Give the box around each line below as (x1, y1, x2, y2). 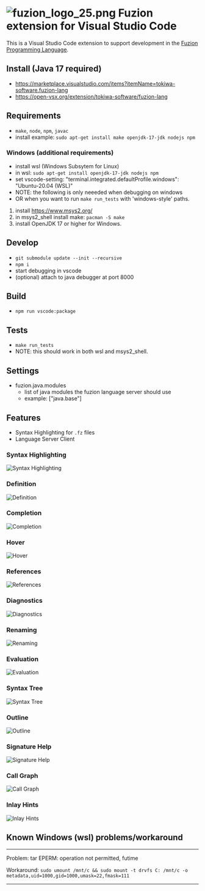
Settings (6, 365, 40, 376)
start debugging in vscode (15, 267, 82, 274)
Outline (6, 713, 29, 721)
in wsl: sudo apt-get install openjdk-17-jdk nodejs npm (15, 169, 159, 176)
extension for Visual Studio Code (6, 19, 177, 33)
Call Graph (6, 772, 38, 780)
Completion (6, 509, 42, 517)
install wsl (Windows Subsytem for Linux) (15, 162, 120, 170)
